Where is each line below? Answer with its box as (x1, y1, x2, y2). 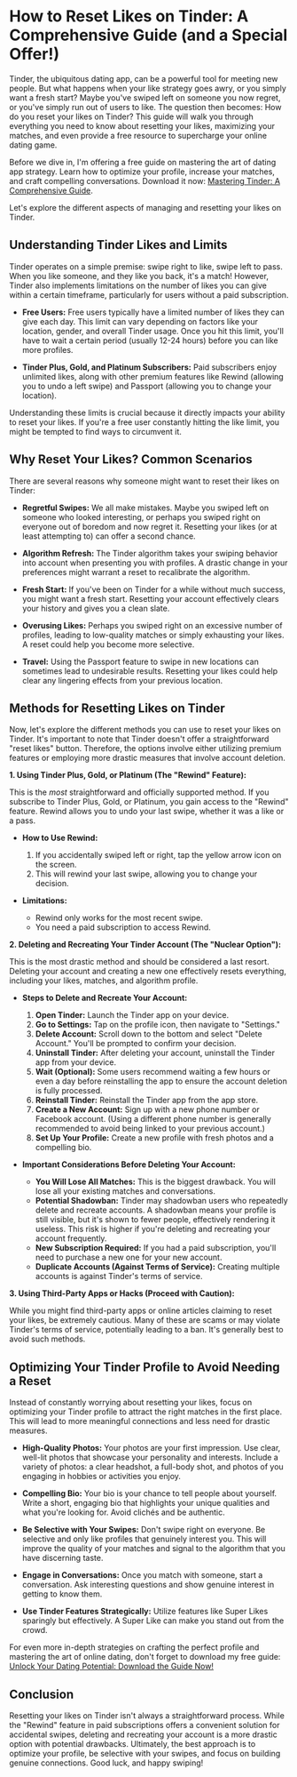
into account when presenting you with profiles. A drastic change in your (21, 557, 288, 568)
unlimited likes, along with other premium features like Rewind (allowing (21, 371, 284, 381)
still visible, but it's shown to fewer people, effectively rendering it (35, 1214, 276, 1225)
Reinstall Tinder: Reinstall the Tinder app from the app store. (35, 1095, 259, 1106)
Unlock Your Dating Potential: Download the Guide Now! (9, 1661, 215, 1672)
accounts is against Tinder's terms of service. (35, 1271, 203, 1282)
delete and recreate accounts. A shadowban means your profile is (35, 1205, 277, 1215)
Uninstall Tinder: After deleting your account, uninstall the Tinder (35, 1047, 276, 1059)
